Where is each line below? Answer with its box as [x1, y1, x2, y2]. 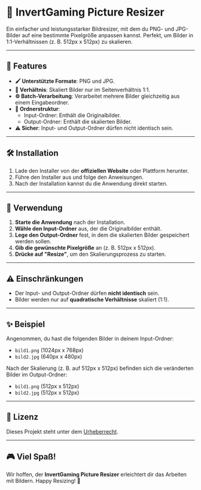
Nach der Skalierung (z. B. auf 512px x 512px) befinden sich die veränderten [6, 364, 194, 372]
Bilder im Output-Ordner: [6, 371, 68, 378]
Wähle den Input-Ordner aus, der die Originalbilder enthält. [14, 225, 162, 232]
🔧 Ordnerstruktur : [14, 105, 60, 112]
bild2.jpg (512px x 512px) [14, 389, 80, 396]
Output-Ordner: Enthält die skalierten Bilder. [23, 118, 132, 125]
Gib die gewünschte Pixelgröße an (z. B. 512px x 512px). [14, 244, 156, 252]
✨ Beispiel [6, 319, 45, 329]
